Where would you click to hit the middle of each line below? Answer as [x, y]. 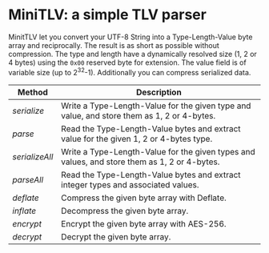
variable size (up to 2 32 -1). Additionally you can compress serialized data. [130, 71]
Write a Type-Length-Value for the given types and [159, 151]
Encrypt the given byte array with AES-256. [144, 223]
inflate [24, 211]
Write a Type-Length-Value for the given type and [156, 106]
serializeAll [33, 156]
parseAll [28, 179]
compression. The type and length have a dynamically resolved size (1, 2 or [133, 54]
